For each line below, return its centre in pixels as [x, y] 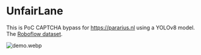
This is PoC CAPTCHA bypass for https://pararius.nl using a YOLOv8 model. [101, 27]
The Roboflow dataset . [34, 33]
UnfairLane [35, 11]
